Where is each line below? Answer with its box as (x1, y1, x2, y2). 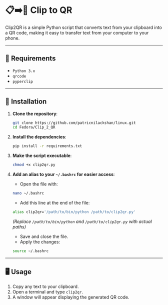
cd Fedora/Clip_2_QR (12, 125, 55, 130)
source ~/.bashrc (12, 248, 49, 253)
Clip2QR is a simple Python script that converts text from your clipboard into (5, 24, 162, 30)
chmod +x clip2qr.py (12, 162, 55, 167)
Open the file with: (19, 181, 58, 187)
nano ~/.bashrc (12, 191, 44, 196)
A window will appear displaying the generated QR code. (12, 294, 129, 300)
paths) (12, 223, 26, 229)
